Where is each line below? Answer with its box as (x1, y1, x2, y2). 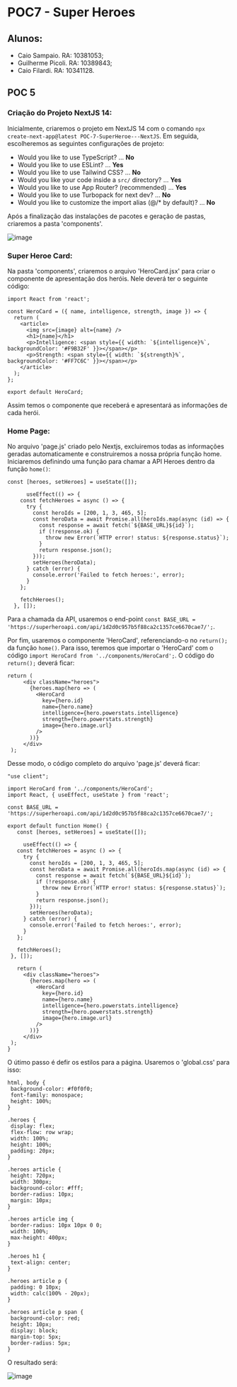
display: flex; (10, 1123, 55, 1130)
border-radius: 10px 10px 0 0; (10, 1222, 103, 1229)
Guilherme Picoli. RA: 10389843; (17, 59, 112, 67)
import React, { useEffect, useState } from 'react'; (7, 791, 170, 799)
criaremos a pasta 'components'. (7, 219, 103, 227)
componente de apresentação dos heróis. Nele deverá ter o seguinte (7, 274, 209, 283)
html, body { (7, 1080, 46, 1087)
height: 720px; (10, 1172, 55, 1179)
